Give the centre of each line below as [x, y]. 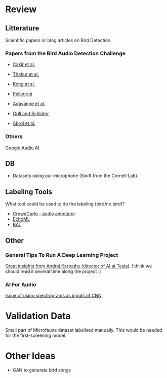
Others [14, 136]
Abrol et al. [24, 123]
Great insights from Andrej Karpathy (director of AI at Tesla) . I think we [79, 266]
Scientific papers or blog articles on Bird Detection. [59, 40]
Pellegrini [22, 94]
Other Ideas [30, 356]
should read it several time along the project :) [53, 271]
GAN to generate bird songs [42, 370]
